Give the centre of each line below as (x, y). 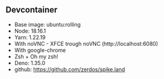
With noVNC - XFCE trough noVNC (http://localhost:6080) (86, 43)
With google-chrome (40, 50)
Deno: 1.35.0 (30, 63)
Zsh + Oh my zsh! (36, 56)
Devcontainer (32, 10)
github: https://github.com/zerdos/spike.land (70, 69)
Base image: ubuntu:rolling (47, 24)
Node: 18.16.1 (30, 31)
